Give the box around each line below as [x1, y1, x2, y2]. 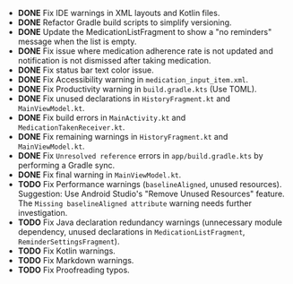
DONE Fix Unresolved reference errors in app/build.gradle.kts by [17, 151, 263, 160]
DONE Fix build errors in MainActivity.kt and [17, 112, 186, 123]
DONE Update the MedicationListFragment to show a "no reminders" [17, 27, 272, 37]
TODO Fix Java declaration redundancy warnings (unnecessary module [17, 217, 282, 228]
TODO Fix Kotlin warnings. [17, 245, 116, 256]
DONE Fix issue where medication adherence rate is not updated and [17, 46, 273, 56]
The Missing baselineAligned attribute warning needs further [17, 198, 253, 209]
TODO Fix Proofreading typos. [17, 264, 130, 275]
